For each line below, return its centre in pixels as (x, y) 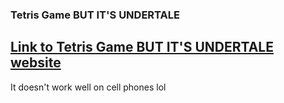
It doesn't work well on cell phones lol (88, 87)
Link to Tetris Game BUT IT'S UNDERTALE (142, 47)
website (36, 63)
